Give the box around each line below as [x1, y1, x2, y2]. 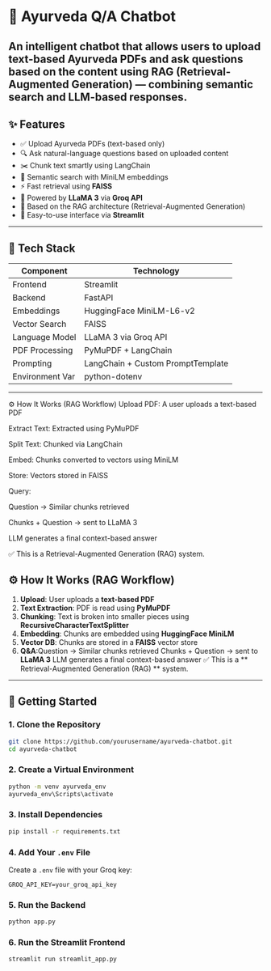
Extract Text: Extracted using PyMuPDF [8, 424, 140, 434]
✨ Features [8, 117, 65, 131]
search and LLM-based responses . [8, 90, 188, 104]
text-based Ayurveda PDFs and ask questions [8, 52, 244, 66]
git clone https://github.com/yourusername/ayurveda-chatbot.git [8, 737, 232, 745]
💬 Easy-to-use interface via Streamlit [19, 210, 144, 220]
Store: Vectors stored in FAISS [8, 471, 109, 481]
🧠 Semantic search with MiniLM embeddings [19, 172, 169, 182]
